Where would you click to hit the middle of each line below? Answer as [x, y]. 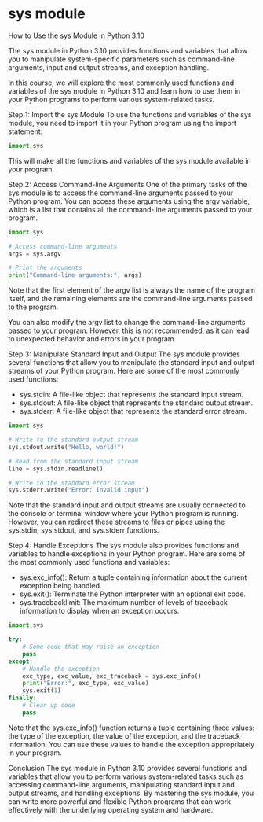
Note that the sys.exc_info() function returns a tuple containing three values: [131, 728]
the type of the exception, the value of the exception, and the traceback [124, 735]
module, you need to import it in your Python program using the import [122, 123]
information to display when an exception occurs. [99, 611]
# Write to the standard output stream [73, 440]
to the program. [33, 307]
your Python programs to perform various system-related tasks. [111, 99]
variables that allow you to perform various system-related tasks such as [126, 776]
